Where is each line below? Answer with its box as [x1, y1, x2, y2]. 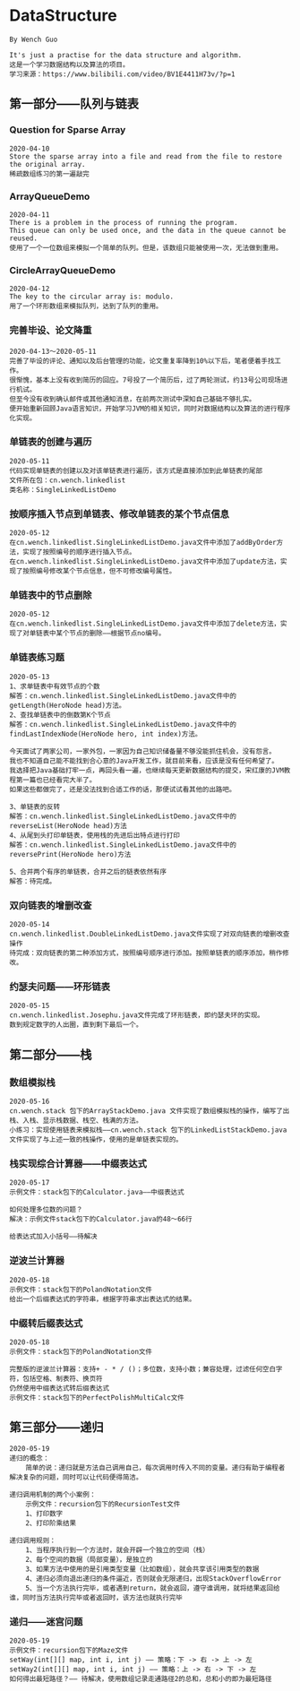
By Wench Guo [9, 35, 58, 44]
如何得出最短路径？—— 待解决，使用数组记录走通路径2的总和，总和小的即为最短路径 [9, 1674, 272, 1683]
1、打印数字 [25, 1509, 64, 1518]
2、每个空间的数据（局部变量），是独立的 [25, 1555, 153, 1564]
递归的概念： [9, 1454, 50, 1462]
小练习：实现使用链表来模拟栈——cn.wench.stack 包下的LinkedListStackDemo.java [9, 1126, 287, 1135]
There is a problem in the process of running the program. [9, 218, 239, 227]
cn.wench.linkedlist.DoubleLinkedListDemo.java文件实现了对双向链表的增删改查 [9, 929, 290, 938]
